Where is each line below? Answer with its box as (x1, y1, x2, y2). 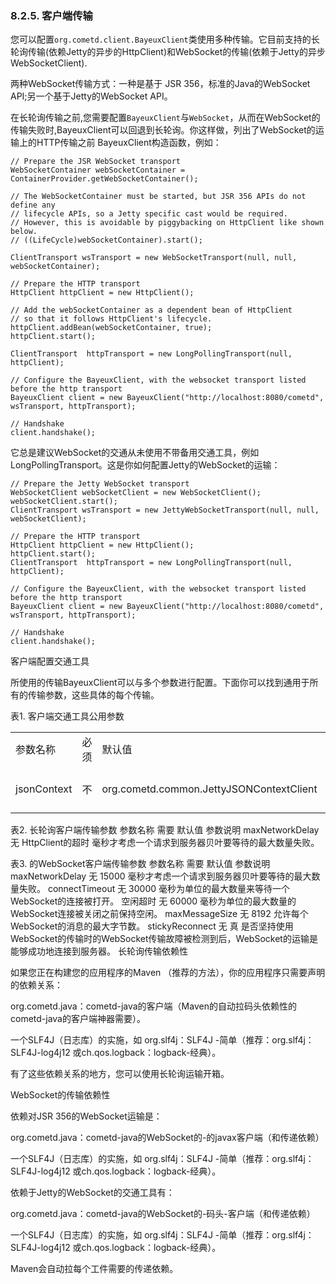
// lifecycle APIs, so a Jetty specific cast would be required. (10, 209, 288, 219)
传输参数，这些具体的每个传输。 (27, 689, 160, 701)
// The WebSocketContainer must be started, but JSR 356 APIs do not (10, 192, 307, 202)
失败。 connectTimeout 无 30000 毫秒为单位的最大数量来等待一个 (18, 883, 291, 895)
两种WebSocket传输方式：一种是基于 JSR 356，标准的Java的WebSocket (10, 78, 311, 90)
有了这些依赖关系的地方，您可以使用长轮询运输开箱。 (10, 1068, 230, 1080)
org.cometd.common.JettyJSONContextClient (101, 782, 318, 796)
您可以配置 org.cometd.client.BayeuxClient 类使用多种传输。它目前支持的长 (10, 33, 320, 46)
